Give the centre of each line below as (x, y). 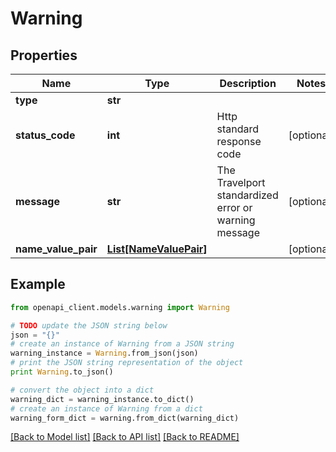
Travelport (241, 182)
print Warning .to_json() (62, 372)
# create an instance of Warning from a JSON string (122, 344)
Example (38, 284)
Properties (44, 55)
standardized (247, 195)
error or (234, 207)
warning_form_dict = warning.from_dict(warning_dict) (125, 418)
